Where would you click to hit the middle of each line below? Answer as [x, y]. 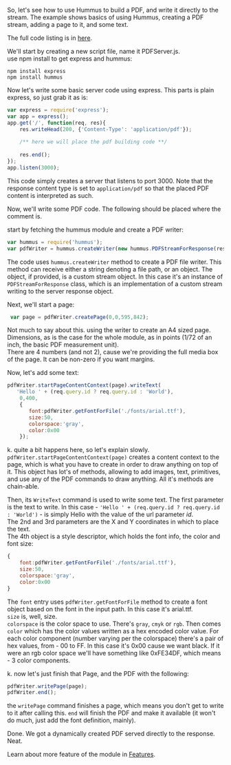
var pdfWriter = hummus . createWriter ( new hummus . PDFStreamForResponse [110, 248]
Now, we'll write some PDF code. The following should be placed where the [114, 209]
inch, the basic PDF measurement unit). [63, 345]
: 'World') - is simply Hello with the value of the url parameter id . [100, 514]
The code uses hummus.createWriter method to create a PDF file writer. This [114, 262]
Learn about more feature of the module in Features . [81, 755]
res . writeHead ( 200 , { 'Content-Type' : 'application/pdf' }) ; [106, 129]
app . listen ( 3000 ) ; [33, 167]
